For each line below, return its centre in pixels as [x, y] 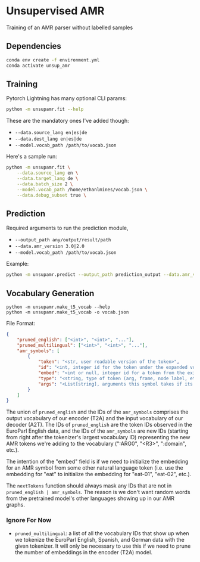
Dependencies [34, 46]
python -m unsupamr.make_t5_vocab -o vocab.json [68, 312]
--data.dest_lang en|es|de [48, 139]
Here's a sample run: [32, 157]
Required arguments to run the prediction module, [68, 228]
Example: [18, 264]
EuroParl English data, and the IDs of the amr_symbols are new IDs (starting [97, 431]
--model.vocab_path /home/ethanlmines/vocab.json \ [82, 190]
